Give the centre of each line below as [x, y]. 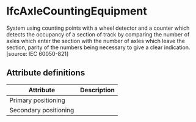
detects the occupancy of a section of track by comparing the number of [98, 34]
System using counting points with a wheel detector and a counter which [98, 28]
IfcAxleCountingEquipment [77, 11]
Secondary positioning [42, 110]
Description [97, 90]
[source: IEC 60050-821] [38, 53]
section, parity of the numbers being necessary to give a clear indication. [98, 47]
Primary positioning [37, 100]
